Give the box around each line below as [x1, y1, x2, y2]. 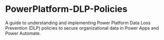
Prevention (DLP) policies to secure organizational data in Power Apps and [5, 25, 159, 31]
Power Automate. [5, 30, 41, 36]
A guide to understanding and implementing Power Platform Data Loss [5, 20, 151, 26]
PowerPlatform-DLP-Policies [5, 3, 128, 15]
